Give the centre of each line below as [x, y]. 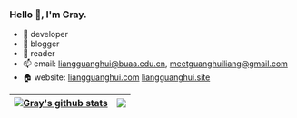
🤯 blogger [41, 44]
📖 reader [39, 54]
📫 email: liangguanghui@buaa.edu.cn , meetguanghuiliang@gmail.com [155, 64]
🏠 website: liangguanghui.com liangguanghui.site [116, 77]
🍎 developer [45, 34]
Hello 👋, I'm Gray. [48, 15]
